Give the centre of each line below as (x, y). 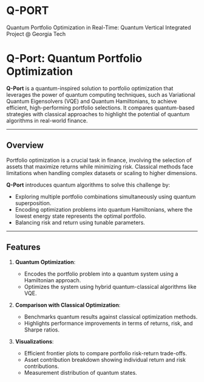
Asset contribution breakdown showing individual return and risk (105, 359)
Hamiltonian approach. (53, 280)
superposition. (33, 203)
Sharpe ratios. (42, 330)
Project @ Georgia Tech (36, 33)
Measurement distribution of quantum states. (81, 372)
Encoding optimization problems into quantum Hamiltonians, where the (104, 209)
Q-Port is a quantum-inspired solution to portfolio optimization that (90, 88)
